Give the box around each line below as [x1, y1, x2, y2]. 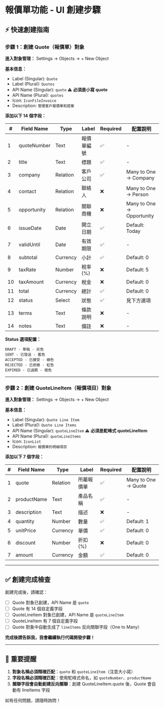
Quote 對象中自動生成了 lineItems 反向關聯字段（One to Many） [12, 624, 143, 630]
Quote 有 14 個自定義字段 [12, 606, 63, 612]
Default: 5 [126, 266, 149, 273]
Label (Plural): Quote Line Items [12, 422, 77, 428]
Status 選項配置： [5, 336, 41, 342]
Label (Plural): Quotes [12, 81, 55, 87]
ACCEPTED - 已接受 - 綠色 [5, 357, 54, 362]
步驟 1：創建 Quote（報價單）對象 [5, 44, 84, 50]
